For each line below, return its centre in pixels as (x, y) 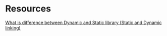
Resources (28, 9)
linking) (13, 27)
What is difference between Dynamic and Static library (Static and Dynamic (83, 22)
